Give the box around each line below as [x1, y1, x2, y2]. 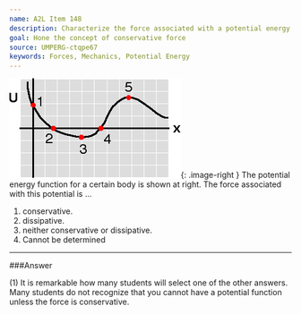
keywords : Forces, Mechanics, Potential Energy [9, 52, 191, 62]
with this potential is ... [9, 189, 92, 199]
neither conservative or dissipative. [21, 225, 152, 236]
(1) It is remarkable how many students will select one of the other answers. [9, 277, 288, 288]
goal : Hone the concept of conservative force [9, 33, 186, 42]
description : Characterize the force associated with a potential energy [9, 23, 291, 33]
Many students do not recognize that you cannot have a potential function [9, 287, 282, 298]
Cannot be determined [21, 234, 106, 245]
